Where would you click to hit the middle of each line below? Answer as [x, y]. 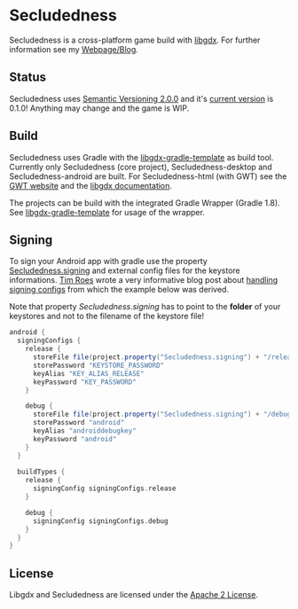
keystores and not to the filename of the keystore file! [107, 316]
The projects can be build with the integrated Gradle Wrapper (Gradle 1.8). [145, 203]
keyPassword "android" [74, 439]
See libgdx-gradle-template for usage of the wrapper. [107, 212]
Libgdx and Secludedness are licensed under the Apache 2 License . [134, 595]
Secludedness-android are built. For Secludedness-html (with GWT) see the [148, 176]
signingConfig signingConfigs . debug [100, 521]
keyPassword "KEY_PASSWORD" [85, 382]
